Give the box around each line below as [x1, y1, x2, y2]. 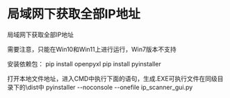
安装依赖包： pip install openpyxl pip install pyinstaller [7, 59, 161, 68]
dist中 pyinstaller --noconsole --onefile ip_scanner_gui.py [27, 83, 193, 91]
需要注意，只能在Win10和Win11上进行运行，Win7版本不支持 [7, 45, 177, 53]
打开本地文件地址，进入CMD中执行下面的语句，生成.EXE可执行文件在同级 [7, 74, 217, 83]
